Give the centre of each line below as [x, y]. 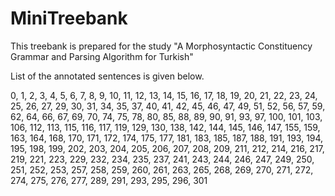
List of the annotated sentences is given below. [107, 76]
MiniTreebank [69, 18]
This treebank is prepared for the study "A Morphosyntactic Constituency [161, 46]
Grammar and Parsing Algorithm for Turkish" [102, 56]
